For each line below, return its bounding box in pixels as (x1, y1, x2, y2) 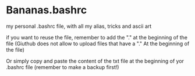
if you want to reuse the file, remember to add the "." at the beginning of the (6, 34, 188, 41)
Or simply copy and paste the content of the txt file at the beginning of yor (6, 57, 185, 64)
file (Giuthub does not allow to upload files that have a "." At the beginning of (6, 40, 190, 47)
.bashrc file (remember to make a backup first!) (6, 63, 119, 70)
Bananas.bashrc (6, 3, 87, 17)
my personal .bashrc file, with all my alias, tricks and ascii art (6, 23, 152, 30)
